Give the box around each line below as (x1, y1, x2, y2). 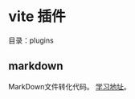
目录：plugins (8, 35, 54, 45)
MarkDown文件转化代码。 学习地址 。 (8, 81, 131, 91)
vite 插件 (8, 7, 66, 26)
